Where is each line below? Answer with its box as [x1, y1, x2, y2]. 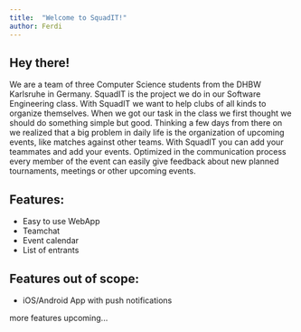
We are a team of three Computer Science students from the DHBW [9, 79, 262, 90]
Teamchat [22, 225, 61, 236]
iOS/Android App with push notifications [22, 295, 173, 306]
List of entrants [22, 245, 80, 256]
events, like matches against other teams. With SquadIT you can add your [9, 137, 284, 147]
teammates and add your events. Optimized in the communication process [9, 147, 287, 157]
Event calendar [22, 235, 80, 246]
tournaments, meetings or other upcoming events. [9, 166, 196, 176]
